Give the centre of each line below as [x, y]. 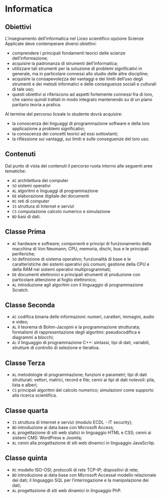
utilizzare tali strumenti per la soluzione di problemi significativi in [77, 68]
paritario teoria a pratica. [37, 105]
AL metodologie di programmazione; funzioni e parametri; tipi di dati [80, 375]
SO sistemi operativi [31, 185]
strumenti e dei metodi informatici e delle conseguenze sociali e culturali [84, 84]
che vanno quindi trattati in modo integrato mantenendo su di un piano [82, 100]
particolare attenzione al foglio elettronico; [54, 280]
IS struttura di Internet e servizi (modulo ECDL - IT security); [72, 422]
